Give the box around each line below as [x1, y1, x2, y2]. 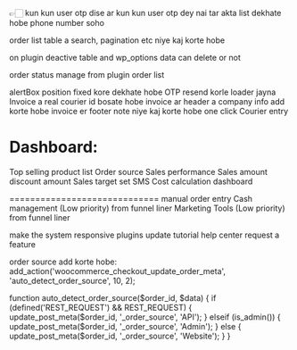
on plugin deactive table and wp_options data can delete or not [9, 53, 241, 62]
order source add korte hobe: [9, 256, 118, 267]
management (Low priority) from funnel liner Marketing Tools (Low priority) [9, 203, 285, 213]
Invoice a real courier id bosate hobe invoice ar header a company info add [9, 96, 285, 106]
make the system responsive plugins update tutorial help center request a [9, 229, 280, 240]
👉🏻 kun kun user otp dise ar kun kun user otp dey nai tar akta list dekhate [9, 8, 282, 18]
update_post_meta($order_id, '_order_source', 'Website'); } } [9, 330, 231, 341]
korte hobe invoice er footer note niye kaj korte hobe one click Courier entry [9, 106, 289, 116]
